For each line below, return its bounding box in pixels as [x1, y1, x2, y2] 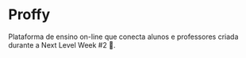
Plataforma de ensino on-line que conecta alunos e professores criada [8, 32, 239, 41]
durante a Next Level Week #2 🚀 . [8, 40, 116, 49]
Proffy [8, 6, 51, 24]
